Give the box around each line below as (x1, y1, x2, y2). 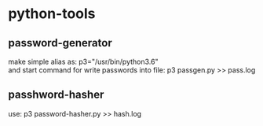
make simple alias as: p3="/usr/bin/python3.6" (8, 57, 159, 66)
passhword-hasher (8, 88, 104, 102)
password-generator (8, 36, 112, 50)
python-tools (8, 5, 96, 23)
